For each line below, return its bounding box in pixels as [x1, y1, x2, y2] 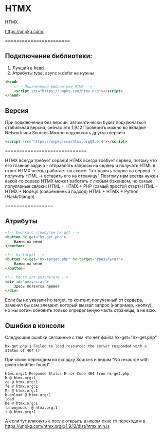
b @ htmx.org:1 [5, 376, 36, 380]
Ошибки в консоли [5, 322, 65, 330]
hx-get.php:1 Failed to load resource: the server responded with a [5, 344, 147, 349]
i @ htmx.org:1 [5, 410, 36, 415]
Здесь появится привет [14, 284, 60, 289]
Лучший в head [12, 65, 44, 71]
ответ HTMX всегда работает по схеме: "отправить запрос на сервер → [5, 167, 156, 173]
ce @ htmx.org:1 [5, 380, 38, 385]
